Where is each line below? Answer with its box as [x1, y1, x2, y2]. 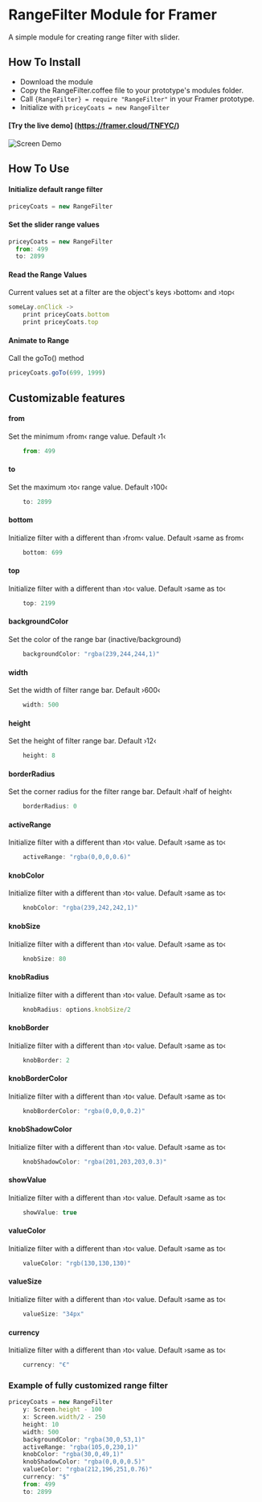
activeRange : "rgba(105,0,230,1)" [23, 1443, 138, 1451]
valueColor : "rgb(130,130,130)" [23, 1259, 131, 1267]
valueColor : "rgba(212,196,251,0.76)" [23, 1465, 153, 1474]
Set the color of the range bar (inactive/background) [8, 635, 182, 645]
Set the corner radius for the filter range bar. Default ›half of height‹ [8, 787, 232, 796]
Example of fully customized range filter [8, 1380, 169, 1391]
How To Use [8, 162, 70, 176]
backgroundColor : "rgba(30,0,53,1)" [23, 1435, 146, 1443]
